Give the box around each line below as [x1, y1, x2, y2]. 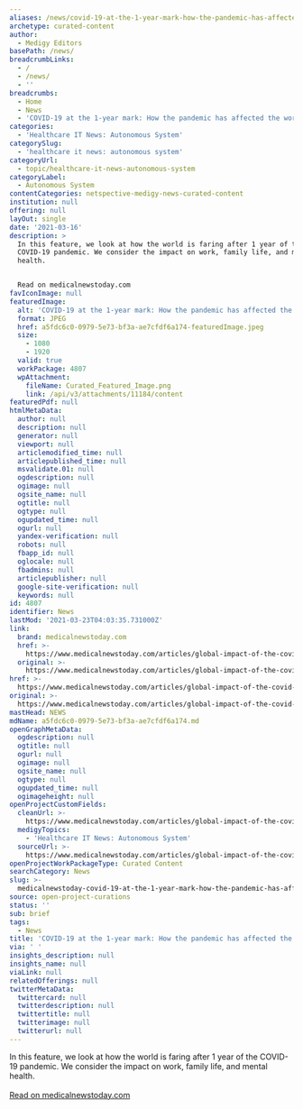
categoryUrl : [9, 155, 59, 165]
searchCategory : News [9, 867, 91, 876]
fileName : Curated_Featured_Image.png [25, 380, 171, 390]
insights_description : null [9, 951, 115, 960]
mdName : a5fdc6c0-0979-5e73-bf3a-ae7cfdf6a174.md [9, 716, 200, 726]
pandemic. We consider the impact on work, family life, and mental [19, 1060, 268, 1071]
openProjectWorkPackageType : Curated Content [9, 858, 183, 868]
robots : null [17, 540, 67, 550]
